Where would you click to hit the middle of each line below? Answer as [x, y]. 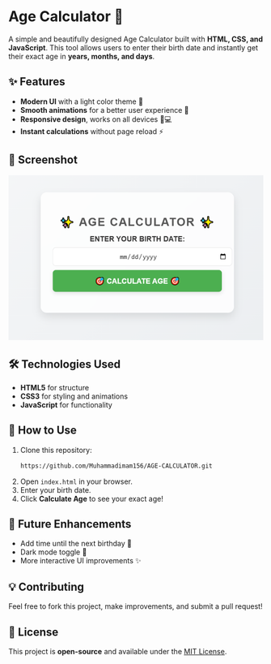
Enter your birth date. [55, 489]
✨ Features [37, 82]
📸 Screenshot [43, 160]
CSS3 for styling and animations [74, 396]
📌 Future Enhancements [70, 524]
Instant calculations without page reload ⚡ [92, 131]
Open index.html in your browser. [76, 481]
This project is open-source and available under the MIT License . [118, 652]
